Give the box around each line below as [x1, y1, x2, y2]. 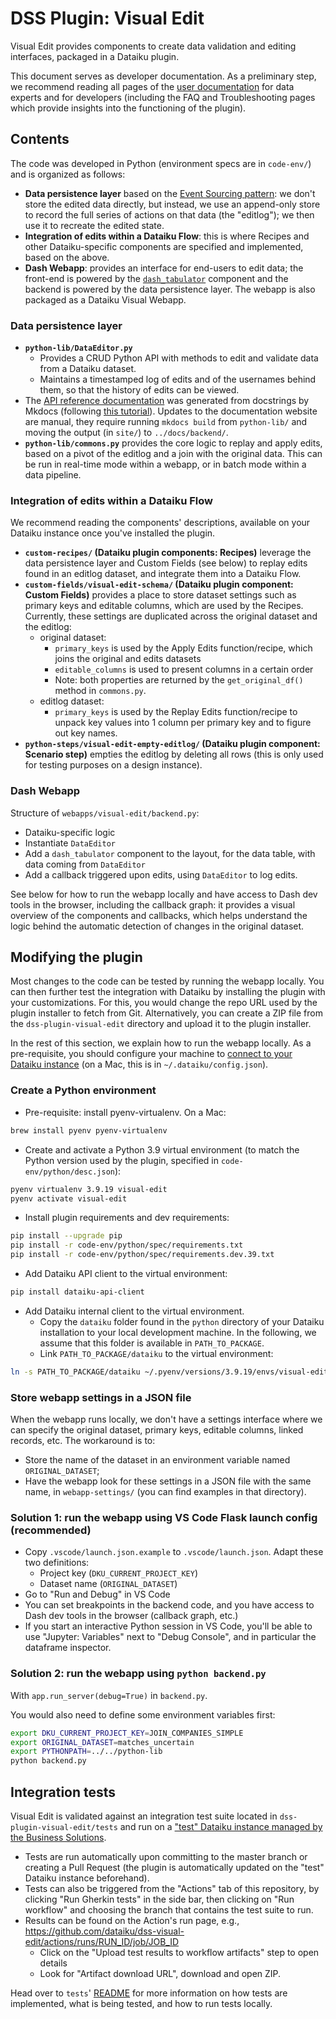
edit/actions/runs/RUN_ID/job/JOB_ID [24, 1935, 180, 1947]
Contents [10, 131, 70, 148]
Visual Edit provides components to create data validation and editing [10, 40, 297, 52]
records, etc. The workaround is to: [10, 1435, 156, 1447]
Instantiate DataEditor [24, 837, 116, 849]
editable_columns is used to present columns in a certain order [54, 663, 314, 676]
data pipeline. [24, 469, 82, 481]
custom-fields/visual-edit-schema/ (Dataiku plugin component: [24, 578, 294, 591]
